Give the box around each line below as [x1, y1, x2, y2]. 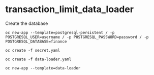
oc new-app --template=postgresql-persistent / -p [5, 30, 115, 35]
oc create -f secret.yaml [5, 48, 60, 53]
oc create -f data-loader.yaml [5, 57, 72, 62]
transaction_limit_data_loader [5, 4, 134, 15]
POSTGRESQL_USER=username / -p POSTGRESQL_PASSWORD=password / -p [5, 34, 149, 40]
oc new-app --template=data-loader [5, 65, 81, 70]
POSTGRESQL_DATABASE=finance [5, 39, 67, 44]
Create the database [5, 20, 48, 26]
